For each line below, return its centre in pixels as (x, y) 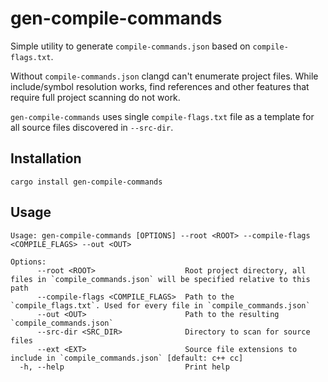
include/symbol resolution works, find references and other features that (160, 86)
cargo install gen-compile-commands (86, 182)
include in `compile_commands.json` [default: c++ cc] (127, 358)
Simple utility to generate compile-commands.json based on (130, 46)
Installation (46, 158)
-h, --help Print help (124, 367)
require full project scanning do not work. (95, 97)
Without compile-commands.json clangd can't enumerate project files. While (164, 76)
